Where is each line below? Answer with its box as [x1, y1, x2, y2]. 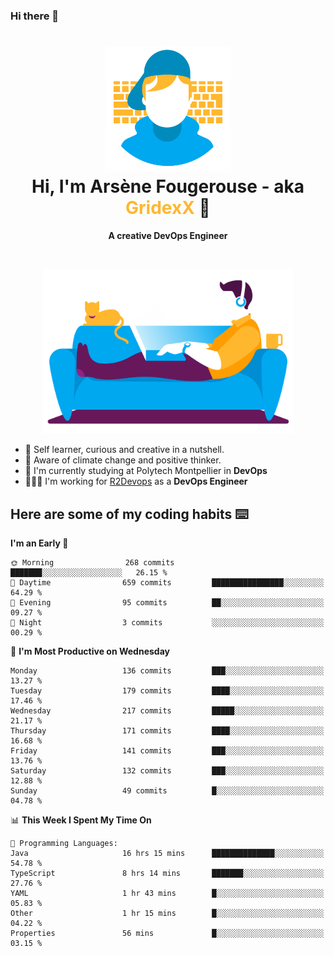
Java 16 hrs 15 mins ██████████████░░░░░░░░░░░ [10, 849, 325, 859]
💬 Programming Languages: [10, 839, 118, 849]
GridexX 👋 [125, 197, 211, 219]
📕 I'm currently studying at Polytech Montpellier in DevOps [24, 465, 268, 477]
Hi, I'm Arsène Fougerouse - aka [31, 175, 305, 198]
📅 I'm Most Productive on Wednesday [10, 645, 170, 658]
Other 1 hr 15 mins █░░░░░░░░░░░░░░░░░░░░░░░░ [10, 909, 325, 919]
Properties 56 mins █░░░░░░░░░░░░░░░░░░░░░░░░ [10, 929, 325, 939]
